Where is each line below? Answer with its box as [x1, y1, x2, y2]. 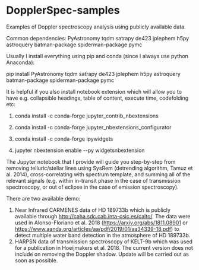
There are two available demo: [6, 195, 81, 202]
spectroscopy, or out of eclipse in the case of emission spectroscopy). [6, 183, 179, 190]
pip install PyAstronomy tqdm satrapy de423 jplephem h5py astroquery [6, 70, 181, 77]
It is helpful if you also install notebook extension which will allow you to [6, 88, 182, 95]
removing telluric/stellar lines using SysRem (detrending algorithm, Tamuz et [6, 164, 193, 171]
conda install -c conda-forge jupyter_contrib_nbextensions [14, 112, 159, 119]
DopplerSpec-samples [6, 4, 120, 17]
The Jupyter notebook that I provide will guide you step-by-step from [6, 158, 176, 165]
